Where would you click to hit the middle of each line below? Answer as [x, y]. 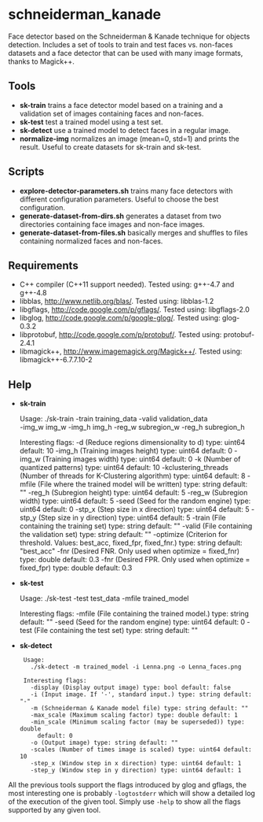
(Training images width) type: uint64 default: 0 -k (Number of [141, 459]
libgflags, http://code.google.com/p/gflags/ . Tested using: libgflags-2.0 [134, 309]
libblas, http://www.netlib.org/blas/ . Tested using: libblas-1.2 [117, 302]
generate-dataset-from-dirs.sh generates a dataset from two [120, 216]
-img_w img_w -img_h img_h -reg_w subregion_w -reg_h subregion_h [132, 428]
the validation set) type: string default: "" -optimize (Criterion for [123, 535]
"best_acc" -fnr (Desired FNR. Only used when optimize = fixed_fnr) [130, 551]
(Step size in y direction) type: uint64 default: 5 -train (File [132, 518]
